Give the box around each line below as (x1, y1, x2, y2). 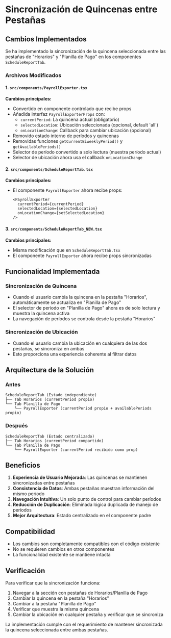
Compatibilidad (5, 527, 55, 536)
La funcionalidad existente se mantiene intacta (12, 552, 111, 558)
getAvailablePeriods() (12, 144, 61, 150)
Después (5, 422, 28, 429)
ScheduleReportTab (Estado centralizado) (5, 433, 95, 439)
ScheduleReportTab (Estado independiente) (5, 393, 97, 398)
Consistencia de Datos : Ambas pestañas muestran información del (12, 486, 155, 492)
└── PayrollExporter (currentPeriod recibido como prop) (14, 447, 138, 452)
